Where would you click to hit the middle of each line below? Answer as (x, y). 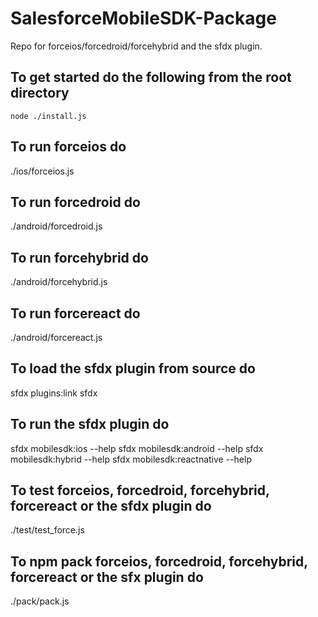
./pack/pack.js (40, 601)
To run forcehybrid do (79, 257)
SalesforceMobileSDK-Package (143, 18)
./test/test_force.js (47, 530)
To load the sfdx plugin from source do (133, 368)
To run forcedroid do (75, 202)
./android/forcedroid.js (56, 226)
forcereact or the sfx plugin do (107, 577)
